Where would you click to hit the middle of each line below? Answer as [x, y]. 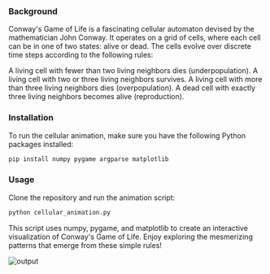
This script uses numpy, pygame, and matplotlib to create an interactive [128, 228]
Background [33, 11]
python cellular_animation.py [60, 212]
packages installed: [41, 144]
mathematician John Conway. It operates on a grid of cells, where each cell [135, 37]
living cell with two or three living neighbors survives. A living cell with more [135, 80]
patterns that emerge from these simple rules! [85, 245]
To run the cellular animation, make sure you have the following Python [127, 135]
